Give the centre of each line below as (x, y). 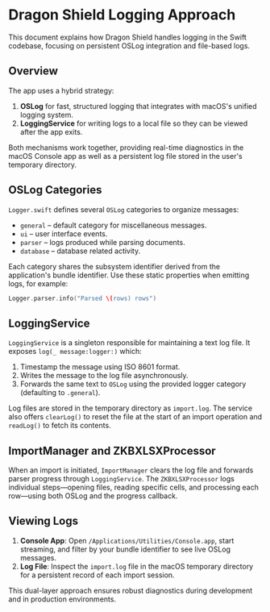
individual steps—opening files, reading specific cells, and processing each (134, 487)
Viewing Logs (44, 521)
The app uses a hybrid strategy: (61, 90)
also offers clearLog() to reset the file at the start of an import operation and (135, 417)
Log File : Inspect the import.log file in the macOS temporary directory (137, 566)
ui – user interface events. (64, 233)
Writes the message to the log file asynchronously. (104, 376)
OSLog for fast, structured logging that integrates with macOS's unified (138, 106)
